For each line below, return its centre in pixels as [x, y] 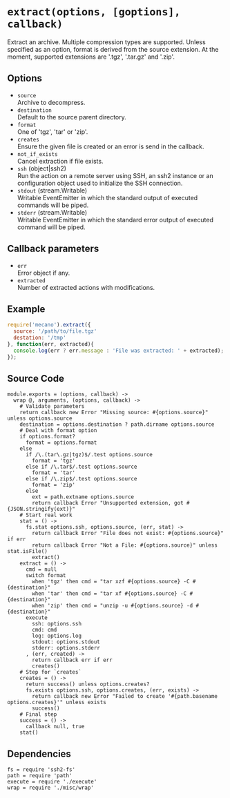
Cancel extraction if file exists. [60, 161]
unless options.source [40, 419]
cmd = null [41, 570]
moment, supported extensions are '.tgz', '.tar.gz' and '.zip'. [91, 57]
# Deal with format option [58, 431]
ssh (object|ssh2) [42, 168]
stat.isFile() [28, 552]
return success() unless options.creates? [87, 684]
